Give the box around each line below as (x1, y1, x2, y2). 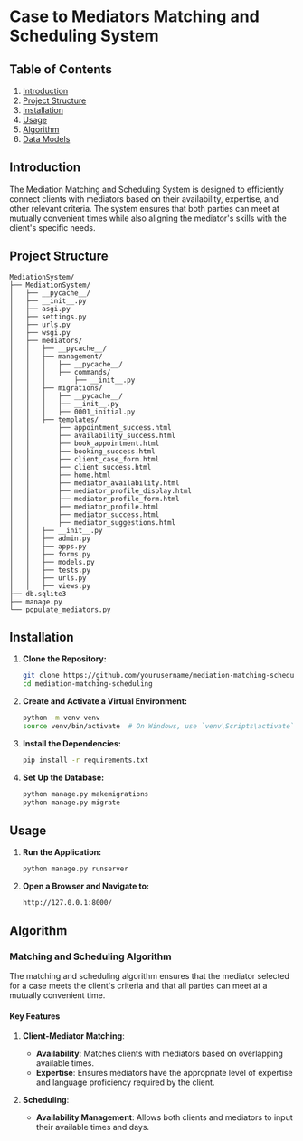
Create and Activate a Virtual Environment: (22, 696, 188, 707)
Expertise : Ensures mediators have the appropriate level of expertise (35, 1068, 293, 1079)
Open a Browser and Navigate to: (22, 880, 149, 892)
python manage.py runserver (22, 864, 128, 874)
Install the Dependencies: (22, 737, 122, 748)
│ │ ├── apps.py (9, 541, 88, 551)
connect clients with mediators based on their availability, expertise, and (9, 193, 279, 204)
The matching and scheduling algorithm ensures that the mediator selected (9, 970, 289, 981)
